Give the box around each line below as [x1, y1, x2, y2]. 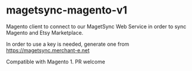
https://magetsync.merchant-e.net [6, 46, 90, 53]
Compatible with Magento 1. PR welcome [6, 58, 105, 65]
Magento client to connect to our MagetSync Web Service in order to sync [6, 23, 187, 30]
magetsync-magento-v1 [6, 4, 128, 17]
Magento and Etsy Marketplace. [6, 29, 84, 36]
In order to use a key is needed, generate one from [6, 40, 130, 48]
